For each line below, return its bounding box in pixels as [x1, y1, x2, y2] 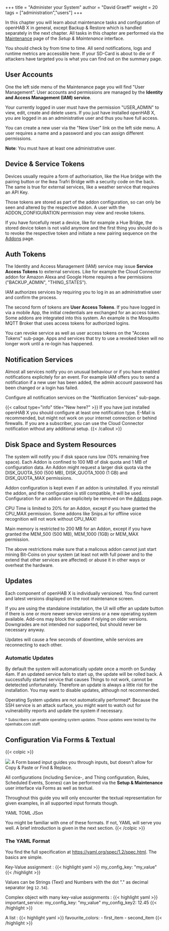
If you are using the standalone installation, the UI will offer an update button [5, 605, 163, 611]
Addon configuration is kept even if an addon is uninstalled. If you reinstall [5, 485, 159, 491]
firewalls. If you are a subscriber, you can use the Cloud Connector [5, 420, 144, 426]
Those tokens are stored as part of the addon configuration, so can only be [5, 199, 161, 205]
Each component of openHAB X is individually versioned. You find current [5, 590, 158, 596]
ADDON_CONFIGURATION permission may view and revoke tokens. [5, 209, 145, 216]
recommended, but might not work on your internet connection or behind [5, 415, 157, 421]
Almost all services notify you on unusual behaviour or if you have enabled [5, 369, 160, 375]
